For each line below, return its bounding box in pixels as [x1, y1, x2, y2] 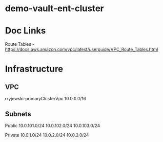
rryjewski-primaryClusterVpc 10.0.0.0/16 [5, 96, 86, 102]
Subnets [5, 110, 31, 118]
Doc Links [5, 25, 46, 36]
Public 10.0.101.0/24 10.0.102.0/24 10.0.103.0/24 [5, 123, 100, 128]
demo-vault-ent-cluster [5, 3, 104, 14]
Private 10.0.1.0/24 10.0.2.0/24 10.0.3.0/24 [5, 132, 89, 138]
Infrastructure [5, 64, 63, 74]
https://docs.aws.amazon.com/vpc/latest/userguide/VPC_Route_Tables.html [5, 47, 158, 53]
